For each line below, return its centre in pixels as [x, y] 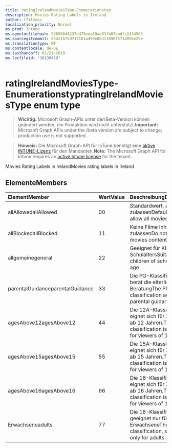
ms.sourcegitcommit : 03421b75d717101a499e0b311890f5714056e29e [74, 39]
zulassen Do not [148, 233]
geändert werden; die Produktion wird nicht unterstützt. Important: [88, 125]
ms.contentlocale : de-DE [32, 48]
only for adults [147, 438]
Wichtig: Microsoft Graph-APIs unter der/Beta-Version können [84, 119]
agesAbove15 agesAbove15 [42, 357]
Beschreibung [147, 197]
